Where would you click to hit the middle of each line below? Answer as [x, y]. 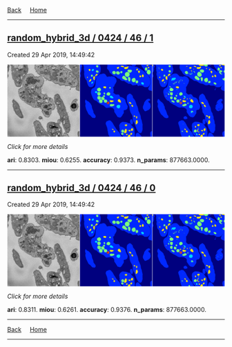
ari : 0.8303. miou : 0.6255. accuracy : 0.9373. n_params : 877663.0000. [108, 160]
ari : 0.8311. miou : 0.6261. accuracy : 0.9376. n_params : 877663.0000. [107, 310]
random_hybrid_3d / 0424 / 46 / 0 [81, 188]
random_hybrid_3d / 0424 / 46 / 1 [80, 38]
